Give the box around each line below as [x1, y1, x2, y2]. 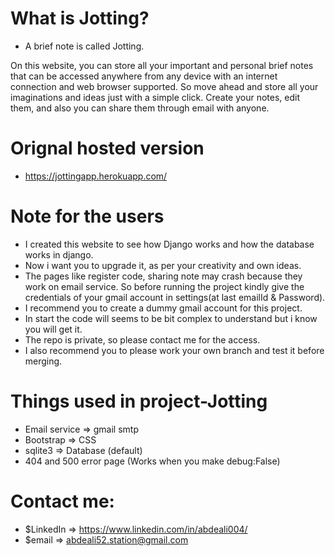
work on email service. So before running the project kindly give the [24, 280, 305, 292]
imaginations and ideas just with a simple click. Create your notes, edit [10, 91, 301, 103]
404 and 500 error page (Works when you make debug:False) [24, 455, 281, 467]
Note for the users [10, 205, 165, 228]
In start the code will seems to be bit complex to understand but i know [24, 312, 318, 324]
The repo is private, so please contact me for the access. [24, 333, 261, 346]
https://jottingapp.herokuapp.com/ [24, 170, 168, 182]
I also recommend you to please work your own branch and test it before [24, 344, 325, 356]
